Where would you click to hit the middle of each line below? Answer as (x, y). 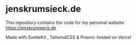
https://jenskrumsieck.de (31, 27)
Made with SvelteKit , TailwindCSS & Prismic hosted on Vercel (68, 37)
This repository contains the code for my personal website (65, 22)
